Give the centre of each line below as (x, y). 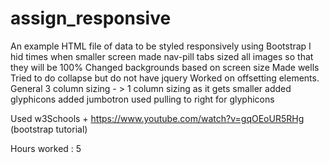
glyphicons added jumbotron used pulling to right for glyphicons (142, 99)
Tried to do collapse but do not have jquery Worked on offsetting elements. (165, 78)
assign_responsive (91, 18)
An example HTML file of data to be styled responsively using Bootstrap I (161, 46)
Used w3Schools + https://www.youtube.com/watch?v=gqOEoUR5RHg (157, 118)
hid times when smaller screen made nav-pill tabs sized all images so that (162, 56)
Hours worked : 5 (46, 148)
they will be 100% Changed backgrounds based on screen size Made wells (165, 67)
